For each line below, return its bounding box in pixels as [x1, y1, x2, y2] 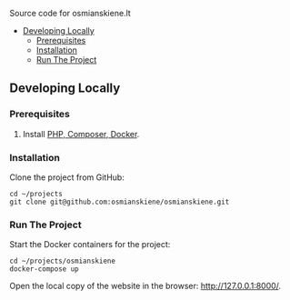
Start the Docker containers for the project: [9, 239, 171, 250]
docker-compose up [9, 265, 79, 274]
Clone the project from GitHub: [9, 172, 125, 183]
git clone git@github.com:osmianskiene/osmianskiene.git [9, 197, 230, 206]
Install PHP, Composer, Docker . [22, 128, 140, 139]
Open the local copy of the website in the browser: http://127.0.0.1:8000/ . [9, 281, 282, 292]
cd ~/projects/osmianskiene [9, 256, 116, 266]
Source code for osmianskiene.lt [9, 8, 132, 18]
